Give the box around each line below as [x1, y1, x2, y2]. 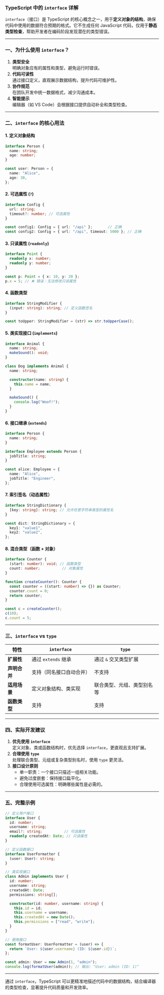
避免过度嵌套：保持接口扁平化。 [19, 775, 84, 781]
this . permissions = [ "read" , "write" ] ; [14, 919, 95, 925]
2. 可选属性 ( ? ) [5, 191, 34, 197]
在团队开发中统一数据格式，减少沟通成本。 [12, 89, 98, 95]
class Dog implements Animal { [5, 364, 69, 369]
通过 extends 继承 [31, 656, 72, 663]
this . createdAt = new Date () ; [14, 915, 76, 920]
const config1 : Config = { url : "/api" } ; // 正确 [5, 225, 122, 230]
